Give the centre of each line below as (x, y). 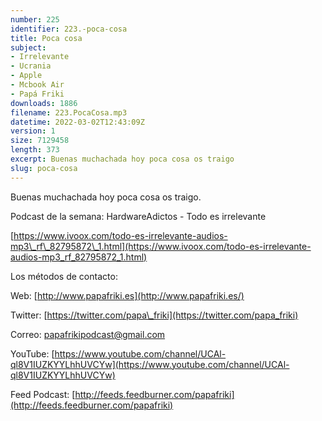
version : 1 (33, 131)
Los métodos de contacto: (64, 276)
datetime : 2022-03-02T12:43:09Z (77, 122)
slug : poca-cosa (44, 168)
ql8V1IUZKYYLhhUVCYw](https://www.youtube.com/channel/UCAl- (150, 364)
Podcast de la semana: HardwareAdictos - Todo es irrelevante (138, 216)
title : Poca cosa (46, 38)
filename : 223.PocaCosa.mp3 (69, 112)
